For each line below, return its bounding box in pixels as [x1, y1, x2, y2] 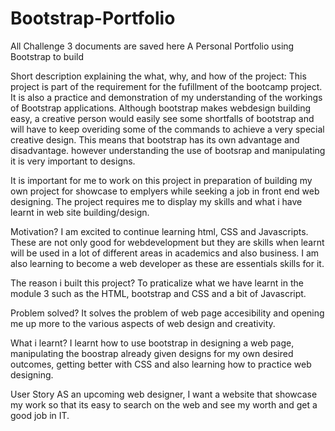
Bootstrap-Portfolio [10, 7, 176, 30]
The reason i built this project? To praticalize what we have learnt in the [10, 277, 304, 289]
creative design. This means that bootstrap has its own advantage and [10, 133, 300, 146]
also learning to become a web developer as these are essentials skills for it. [10, 257, 325, 269]
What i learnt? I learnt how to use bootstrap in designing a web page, [10, 337, 295, 349]
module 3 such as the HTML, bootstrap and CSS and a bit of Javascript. [10, 287, 307, 299]
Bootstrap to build [10, 50, 84, 62]
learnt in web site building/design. [10, 206, 150, 218]
